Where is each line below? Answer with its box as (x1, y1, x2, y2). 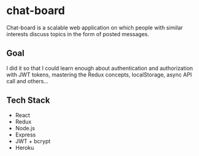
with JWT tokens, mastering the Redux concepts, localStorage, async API (6, 71, 192, 78)
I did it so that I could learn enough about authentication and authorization (6, 64, 193, 72)
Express (15, 131, 36, 138)
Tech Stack (6, 95, 50, 106)
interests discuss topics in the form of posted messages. (6, 30, 149, 37)
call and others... (6, 77, 49, 84)
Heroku (15, 144, 34, 151)
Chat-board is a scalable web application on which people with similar (6, 24, 183, 31)
